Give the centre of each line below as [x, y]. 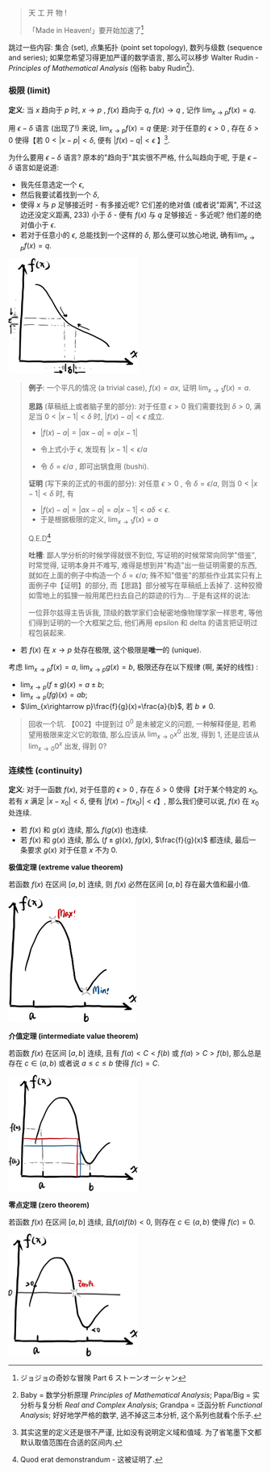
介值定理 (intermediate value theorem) [73, 1036]
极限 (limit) [29, 90]
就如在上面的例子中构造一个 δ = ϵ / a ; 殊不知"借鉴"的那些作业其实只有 [142, 575]
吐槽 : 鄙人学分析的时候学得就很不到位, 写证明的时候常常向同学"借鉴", [142, 555]
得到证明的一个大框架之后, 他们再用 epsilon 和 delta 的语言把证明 [143, 622]
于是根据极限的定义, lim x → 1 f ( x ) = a [99, 521]
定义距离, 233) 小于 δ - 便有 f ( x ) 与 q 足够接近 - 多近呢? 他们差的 [148, 215]
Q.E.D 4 [40, 538]
